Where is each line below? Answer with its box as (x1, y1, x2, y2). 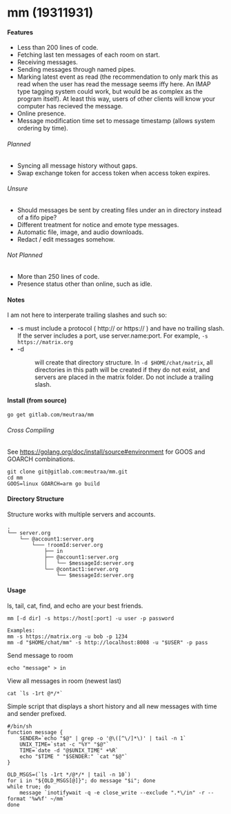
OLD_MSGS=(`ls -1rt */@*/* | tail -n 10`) (7, 771, 131, 778)
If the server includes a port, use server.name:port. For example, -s (17, 331, 208, 340)
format (7, 795, 26, 802)
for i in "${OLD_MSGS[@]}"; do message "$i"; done (7, 777, 156, 784)
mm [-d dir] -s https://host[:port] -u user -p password (7, 615, 174, 622)
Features (7, 28, 33, 36)
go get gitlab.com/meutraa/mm (7, 411, 94, 418)
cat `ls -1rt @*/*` (7, 690, 63, 697)
